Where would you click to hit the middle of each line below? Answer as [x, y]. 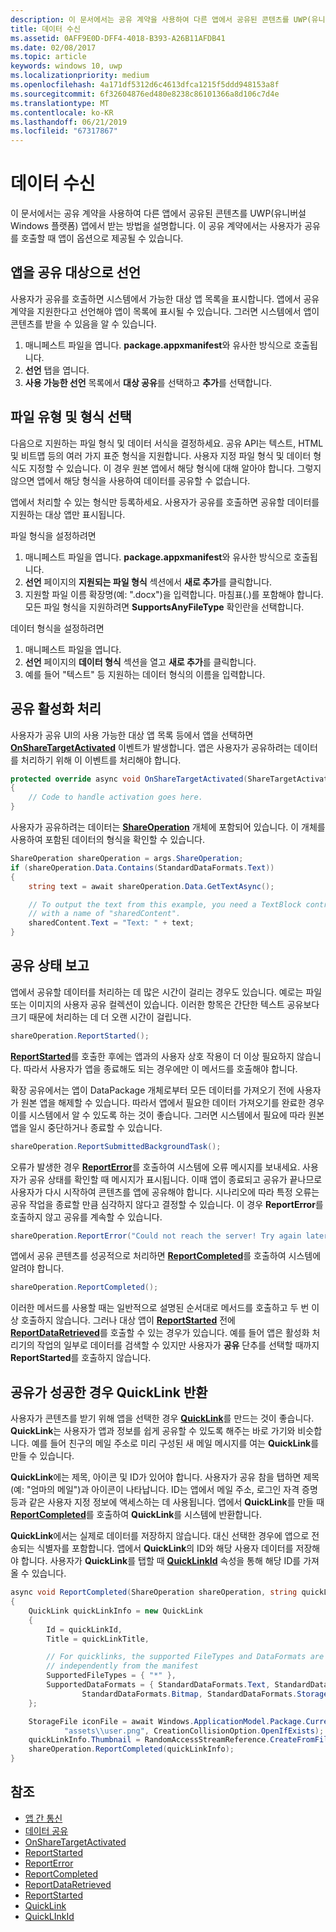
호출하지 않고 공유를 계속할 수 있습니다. [86, 1217]
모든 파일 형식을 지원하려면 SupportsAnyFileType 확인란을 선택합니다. [164, 607]
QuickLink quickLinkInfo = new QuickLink [115, 1611]
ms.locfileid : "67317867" [64, 131]
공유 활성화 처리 [56, 709]
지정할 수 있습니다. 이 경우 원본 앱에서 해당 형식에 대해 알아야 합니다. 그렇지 [175, 468]
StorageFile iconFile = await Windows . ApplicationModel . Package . [167, 1721]
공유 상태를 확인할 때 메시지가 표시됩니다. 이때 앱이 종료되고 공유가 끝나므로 [175, 1179]
